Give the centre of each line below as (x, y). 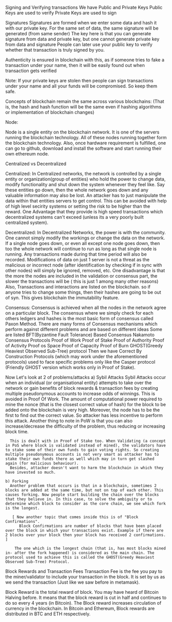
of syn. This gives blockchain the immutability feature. (62, 298)
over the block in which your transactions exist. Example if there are (84, 530)
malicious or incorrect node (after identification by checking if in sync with (84, 265)
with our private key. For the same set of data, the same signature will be (82, 28)
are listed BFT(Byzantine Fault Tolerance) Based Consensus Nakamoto (80, 335)
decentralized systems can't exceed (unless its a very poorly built (75, 217)
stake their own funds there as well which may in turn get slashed (80, 459)
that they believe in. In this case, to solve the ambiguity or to (79, 499)
